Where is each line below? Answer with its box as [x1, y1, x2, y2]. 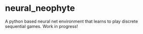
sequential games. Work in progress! [5, 23, 78, 29]
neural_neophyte [5, 3, 75, 14]
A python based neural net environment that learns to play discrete [5, 18, 138, 24]
